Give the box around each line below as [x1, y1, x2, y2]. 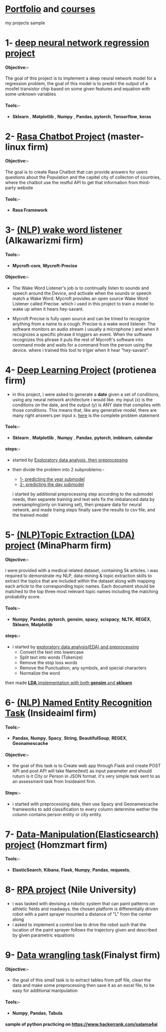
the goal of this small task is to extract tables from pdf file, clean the [12, 977, 151, 983]
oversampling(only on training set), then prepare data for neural [12, 501, 142, 508]
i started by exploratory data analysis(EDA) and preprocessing [12, 643, 139, 649]
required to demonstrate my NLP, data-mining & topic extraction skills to [5, 573, 152, 579]
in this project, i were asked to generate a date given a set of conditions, [12, 391, 160, 397]
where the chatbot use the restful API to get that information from [5, 179, 138, 185]
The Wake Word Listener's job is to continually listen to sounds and [12, 285, 149, 291]
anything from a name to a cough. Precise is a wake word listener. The [12, 321, 156, 327]
